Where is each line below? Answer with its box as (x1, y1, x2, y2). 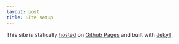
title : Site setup (6, 14, 53, 20)
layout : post (6, 8, 40, 15)
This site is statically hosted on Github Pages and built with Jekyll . (6, 31, 173, 38)
